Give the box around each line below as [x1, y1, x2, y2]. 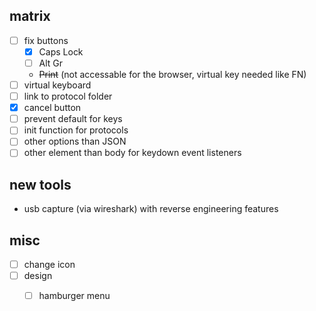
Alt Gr [38, 57, 64, 69]
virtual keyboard [23, 79, 92, 91]
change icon [23, 259, 76, 271]
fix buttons [23, 34, 69, 46]
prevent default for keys [23, 113, 123, 125]
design [23, 270, 53, 282]
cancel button [23, 102, 82, 114]
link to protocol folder [23, 90, 113, 103]
